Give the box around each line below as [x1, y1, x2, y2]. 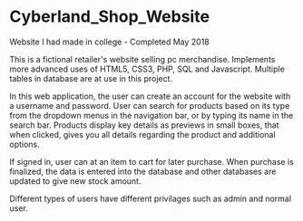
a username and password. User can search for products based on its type [9, 100, 290, 110]
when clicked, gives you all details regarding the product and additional [9, 129, 276, 139]
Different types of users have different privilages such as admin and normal [9, 193, 292, 204]
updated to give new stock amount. [9, 175, 142, 187]
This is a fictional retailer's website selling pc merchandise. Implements [9, 53, 276, 64]
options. [9, 139, 41, 149]
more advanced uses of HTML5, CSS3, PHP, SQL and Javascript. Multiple [9, 63, 286, 74]
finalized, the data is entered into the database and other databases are [9, 166, 277, 177]
